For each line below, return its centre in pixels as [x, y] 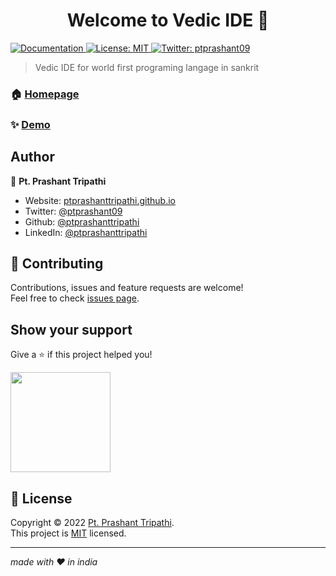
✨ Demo [30, 124]
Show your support [71, 329]
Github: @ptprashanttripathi [82, 221]
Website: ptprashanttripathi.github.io [100, 200]
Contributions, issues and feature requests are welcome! [127, 288]
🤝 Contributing [57, 263]
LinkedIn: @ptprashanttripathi [86, 232]
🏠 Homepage [45, 94]
